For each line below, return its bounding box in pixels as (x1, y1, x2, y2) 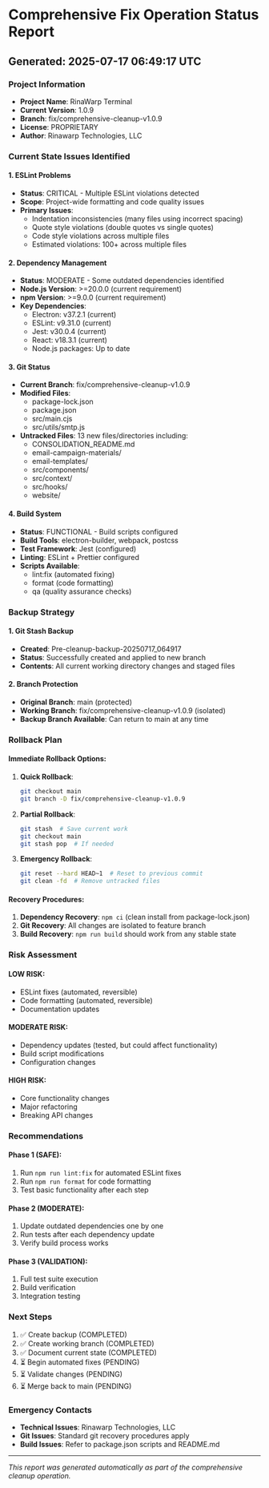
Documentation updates (19, 1004, 100, 1014)
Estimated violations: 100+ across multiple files (31, 240, 187, 249)
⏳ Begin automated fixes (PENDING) (19, 1357, 140, 1367)
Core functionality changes (19, 1093, 110, 1103)
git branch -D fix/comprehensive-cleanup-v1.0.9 (19, 795, 186, 803)
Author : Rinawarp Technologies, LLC (19, 131, 143, 140)
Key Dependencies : (19, 301, 86, 311)
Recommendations (8, 1130, 84, 1141)
